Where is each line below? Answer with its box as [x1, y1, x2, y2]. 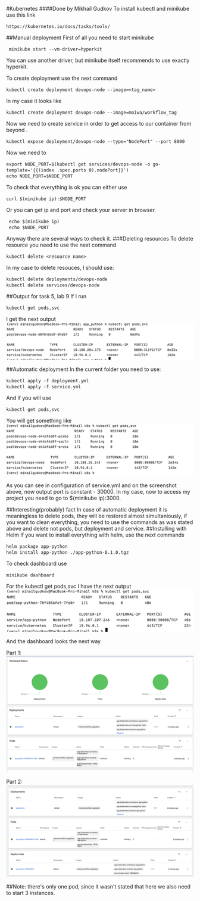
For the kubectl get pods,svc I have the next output [6, 582, 132, 590]
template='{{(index [6, 167, 55, 173]
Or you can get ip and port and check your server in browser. [6, 207, 157, 213]
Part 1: [6, 649, 22, 657]
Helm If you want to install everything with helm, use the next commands [6, 531, 185, 538]
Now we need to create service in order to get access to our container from [6, 120, 192, 127]
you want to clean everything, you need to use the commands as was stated [6, 518, 193, 526]
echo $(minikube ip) [8, 219, 60, 225]
